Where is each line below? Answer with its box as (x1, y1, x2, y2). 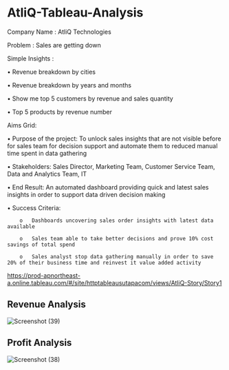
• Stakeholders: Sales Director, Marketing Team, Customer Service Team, (7, 162, 215, 170)
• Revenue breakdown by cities (7, 68, 96, 76)
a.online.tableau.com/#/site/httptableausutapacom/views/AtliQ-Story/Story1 (7, 278, 222, 287)
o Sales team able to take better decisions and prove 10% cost (19, 235, 214, 242)
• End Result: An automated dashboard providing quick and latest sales (7, 183, 209, 191)
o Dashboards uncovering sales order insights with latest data (19, 217, 214, 224)
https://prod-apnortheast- (7, 271, 81, 280)
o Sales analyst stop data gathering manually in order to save (19, 253, 214, 260)
